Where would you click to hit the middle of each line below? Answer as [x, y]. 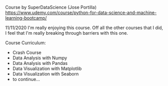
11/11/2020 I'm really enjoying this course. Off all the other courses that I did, [84, 28]
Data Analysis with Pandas [40, 63]
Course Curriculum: [26, 43]
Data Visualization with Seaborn [46, 74]
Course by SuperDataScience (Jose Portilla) [51, 7]
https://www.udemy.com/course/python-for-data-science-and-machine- [81, 13]
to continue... [26, 79]
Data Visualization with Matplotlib [47, 68]
